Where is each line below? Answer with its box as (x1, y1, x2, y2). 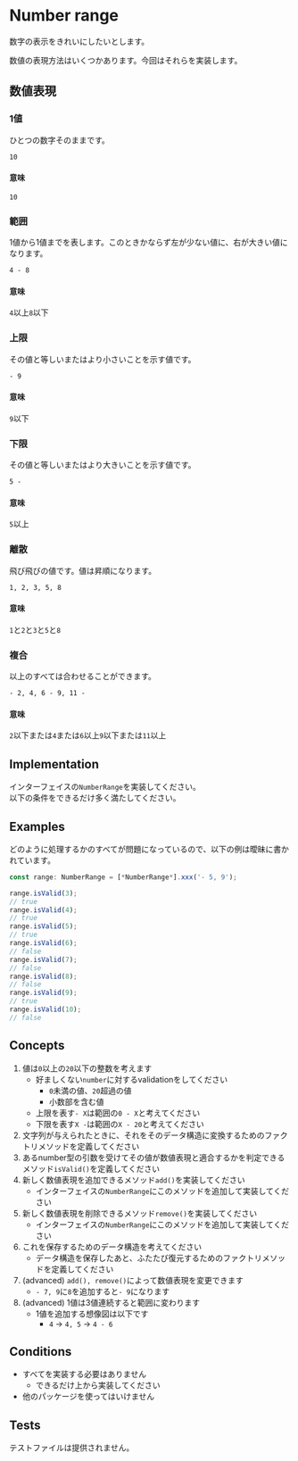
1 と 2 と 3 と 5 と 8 (9, 624, 61, 635)
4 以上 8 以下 (9, 307, 49, 318)
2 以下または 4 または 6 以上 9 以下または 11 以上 (9, 730, 167, 741)
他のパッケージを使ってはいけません (21, 1391, 155, 1402)
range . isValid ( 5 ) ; (9, 922, 78, 931)
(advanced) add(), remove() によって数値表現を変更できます (21, 1274, 244, 1285)
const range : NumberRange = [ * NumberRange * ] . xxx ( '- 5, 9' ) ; (9, 872, 238, 882)
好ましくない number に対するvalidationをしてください (35, 1074, 228, 1084)
